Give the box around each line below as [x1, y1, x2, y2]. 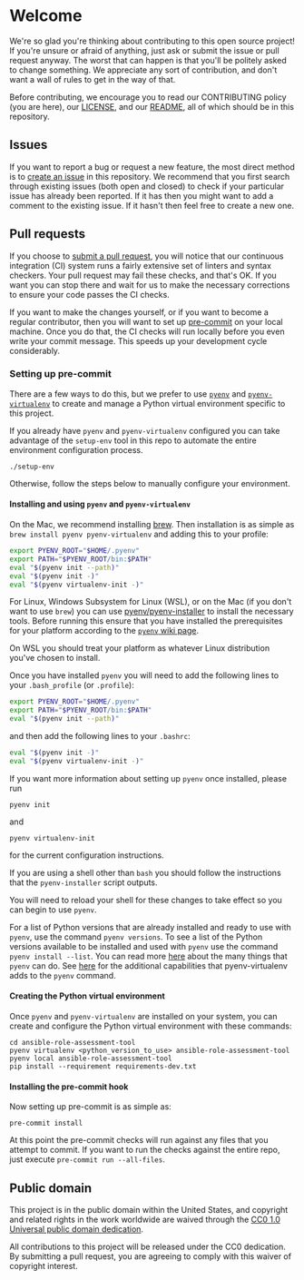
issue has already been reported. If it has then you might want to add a [9, 190, 274, 201]
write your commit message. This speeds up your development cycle [9, 335, 268, 346]
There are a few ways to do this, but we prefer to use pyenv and [9, 388, 247, 399]
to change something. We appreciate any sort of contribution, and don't [9, 64, 278, 75]
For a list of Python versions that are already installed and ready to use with [9, 921, 292, 932]
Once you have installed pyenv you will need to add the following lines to [9, 670, 279, 681]
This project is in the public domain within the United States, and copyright [9, 1205, 289, 1216]
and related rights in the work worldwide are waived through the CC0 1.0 [9, 1214, 281, 1226]
